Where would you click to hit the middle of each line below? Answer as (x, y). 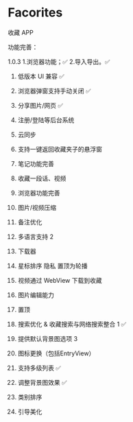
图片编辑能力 (36, 295)
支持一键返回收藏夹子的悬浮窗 (60, 149)
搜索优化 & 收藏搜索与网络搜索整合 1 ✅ (72, 324)
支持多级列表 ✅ (39, 368)
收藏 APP (21, 32)
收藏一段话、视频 (42, 178)
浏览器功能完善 (39, 193)
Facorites (35, 13)
